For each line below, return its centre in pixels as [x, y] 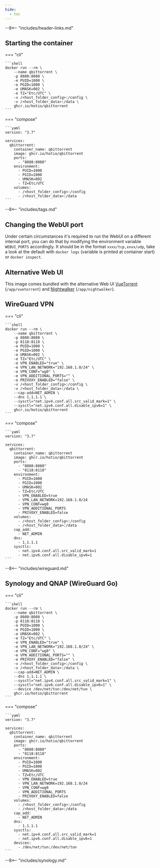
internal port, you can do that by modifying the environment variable [73, 242]
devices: [23, 843]
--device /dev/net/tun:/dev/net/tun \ [53, 689]
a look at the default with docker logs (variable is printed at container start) [80, 252]
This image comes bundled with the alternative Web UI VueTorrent [71, 284]
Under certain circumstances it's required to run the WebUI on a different [78, 236]
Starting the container [39, 43]
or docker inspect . [24, 257]
